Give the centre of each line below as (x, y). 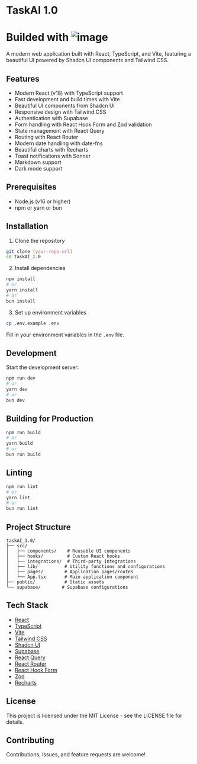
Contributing (30, 740)
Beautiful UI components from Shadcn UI (65, 105)
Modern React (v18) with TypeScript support (69, 93)
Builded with (38, 38)
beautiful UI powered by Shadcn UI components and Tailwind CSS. (88, 60)
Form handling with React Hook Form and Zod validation (83, 124)
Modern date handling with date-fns (59, 143)
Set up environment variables (51, 312)
